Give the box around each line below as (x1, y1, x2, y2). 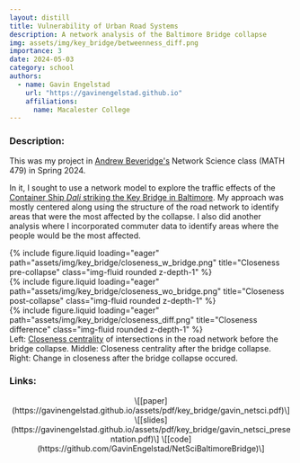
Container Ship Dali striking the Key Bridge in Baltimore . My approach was (9, 191, 285, 202)
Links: (9, 375, 37, 387)
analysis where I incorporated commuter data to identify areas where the (9, 220, 279, 231)
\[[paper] (134, 395, 168, 405)
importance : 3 (9, 47, 63, 56)
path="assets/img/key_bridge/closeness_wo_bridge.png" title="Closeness (9, 285, 285, 297)
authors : (9, 72, 42, 81)
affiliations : (25, 96, 78, 106)
